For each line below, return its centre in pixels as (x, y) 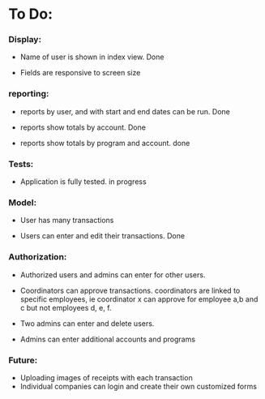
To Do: (31, 14)
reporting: (29, 94)
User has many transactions (67, 221)
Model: (23, 202)
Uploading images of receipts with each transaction (106, 377)
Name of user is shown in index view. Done (92, 57)
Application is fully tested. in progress (83, 182)
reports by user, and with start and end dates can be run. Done (125, 111)
